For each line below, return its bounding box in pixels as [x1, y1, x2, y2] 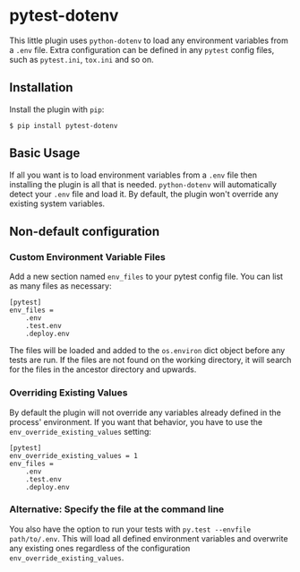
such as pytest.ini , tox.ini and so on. [9, 54, 154, 65]
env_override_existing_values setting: [9, 426, 152, 437]
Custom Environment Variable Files [9, 250, 166, 263]
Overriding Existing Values [9, 386, 128, 399]
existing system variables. [9, 198, 106, 209]
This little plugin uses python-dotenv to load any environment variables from [9, 35, 288, 46]
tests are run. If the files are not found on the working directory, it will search [9, 355, 292, 366]
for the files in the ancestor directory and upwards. [9, 364, 197, 375]
